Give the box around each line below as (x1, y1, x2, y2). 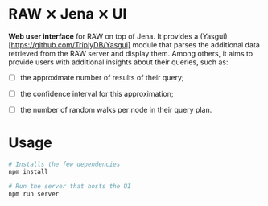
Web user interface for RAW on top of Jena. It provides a (8, 31, 199, 41)
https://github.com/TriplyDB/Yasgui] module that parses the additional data (10, 39, 260, 49)
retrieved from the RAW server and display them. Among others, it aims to (8, 48, 254, 58)
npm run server (8, 190, 60, 198)
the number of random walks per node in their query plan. (19, 105, 212, 115)
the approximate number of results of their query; (19, 72, 184, 82)
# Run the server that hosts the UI (8, 182, 131, 190)
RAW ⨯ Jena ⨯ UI (8, 5, 127, 23)
